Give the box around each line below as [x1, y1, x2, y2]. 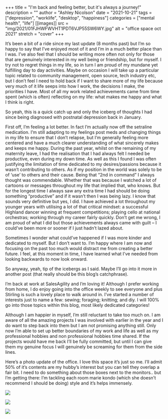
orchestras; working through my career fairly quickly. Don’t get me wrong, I [5, 215, 160, 220]
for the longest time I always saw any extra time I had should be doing [5, 188, 150, 193]
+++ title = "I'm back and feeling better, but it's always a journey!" [5, 5, 141, 10]
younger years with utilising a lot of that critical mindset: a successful [5, 204, 148, 209]
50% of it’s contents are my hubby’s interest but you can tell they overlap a [5, 364, 159, 370]
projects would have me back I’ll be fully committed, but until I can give [5, 338, 152, 344]
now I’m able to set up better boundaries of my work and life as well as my [5, 328, 159, 334]
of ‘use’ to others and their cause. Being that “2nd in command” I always [5, 172, 154, 177]
